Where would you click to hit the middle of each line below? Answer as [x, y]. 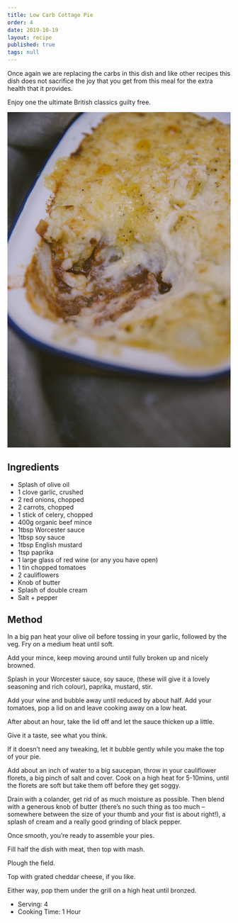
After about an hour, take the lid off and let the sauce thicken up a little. [111, 722]
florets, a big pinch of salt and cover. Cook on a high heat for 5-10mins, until [118, 778]
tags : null [23, 52]
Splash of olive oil [43, 484]
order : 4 [20, 22]
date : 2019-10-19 [33, 30]
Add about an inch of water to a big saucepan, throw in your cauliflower [112, 771]
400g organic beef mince [55, 522]
